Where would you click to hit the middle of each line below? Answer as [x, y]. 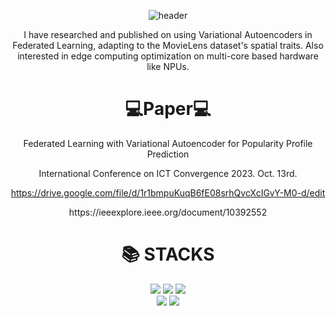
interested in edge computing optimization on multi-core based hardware [168, 56]
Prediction [168, 154]
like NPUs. [168, 66]
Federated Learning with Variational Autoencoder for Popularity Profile [168, 143]
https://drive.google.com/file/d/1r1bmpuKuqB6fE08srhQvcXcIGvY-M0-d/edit [168, 192]
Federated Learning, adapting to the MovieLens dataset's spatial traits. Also [168, 45]
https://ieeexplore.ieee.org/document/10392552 [168, 212]
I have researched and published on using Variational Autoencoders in [168, 34]
